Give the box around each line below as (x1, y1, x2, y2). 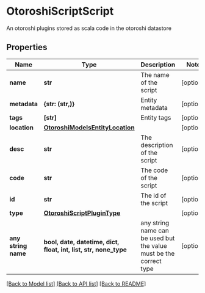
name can (140, 226, 169, 234)
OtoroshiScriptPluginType (43, 209, 121, 217)
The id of (140, 191, 167, 200)
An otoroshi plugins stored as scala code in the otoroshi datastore (6, 24, 172, 32)
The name (140, 70, 170, 79)
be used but (140, 234, 175, 242)
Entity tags (140, 113, 171, 121)
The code (140, 166, 168, 175)
